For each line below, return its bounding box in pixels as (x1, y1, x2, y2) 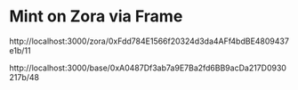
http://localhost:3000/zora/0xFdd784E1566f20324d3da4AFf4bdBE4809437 (9, 36, 289, 46)
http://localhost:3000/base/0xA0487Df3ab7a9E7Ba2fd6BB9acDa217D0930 (9, 62, 287, 73)
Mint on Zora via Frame (9, 6, 183, 27)
